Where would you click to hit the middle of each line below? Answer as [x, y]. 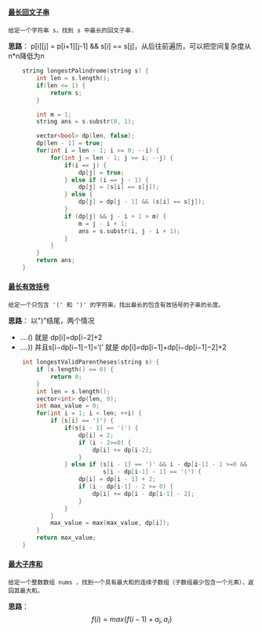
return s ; [66, 93]
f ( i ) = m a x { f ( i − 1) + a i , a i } [132, 620]
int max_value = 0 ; [68, 406]
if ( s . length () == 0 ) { [75, 370]
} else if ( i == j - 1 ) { [106, 180]
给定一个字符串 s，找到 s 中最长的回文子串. [71, 31]
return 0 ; [66, 377]
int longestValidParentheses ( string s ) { [91, 362]
